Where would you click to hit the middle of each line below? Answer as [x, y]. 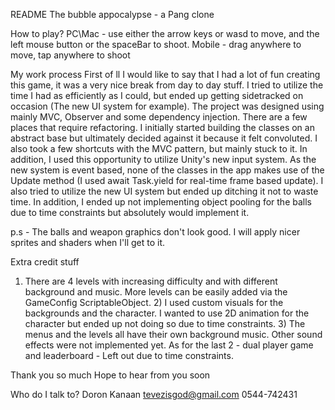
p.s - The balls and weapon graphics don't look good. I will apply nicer [155, 232]
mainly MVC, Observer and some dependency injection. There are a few [159, 117]
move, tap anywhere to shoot [70, 55]
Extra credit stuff [45, 262]
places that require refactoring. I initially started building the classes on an [162, 127]
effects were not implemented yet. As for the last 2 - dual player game [169, 345]
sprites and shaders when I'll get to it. [88, 242]
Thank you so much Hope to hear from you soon [110, 375]
